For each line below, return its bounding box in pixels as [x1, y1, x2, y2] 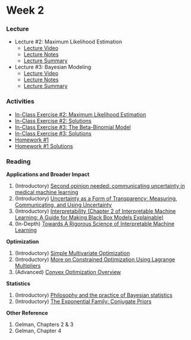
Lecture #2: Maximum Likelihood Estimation [14, 38, 123, 45]
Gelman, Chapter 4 [14, 328, 61, 335]
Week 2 [6, 4, 45, 17]
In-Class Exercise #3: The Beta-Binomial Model [14, 123, 131, 131]
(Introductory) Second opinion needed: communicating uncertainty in [14, 182, 186, 190]
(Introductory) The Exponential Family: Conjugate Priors [14, 298, 152, 305]
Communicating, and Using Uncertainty [14, 202, 112, 209]
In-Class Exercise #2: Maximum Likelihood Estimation [14, 111, 146, 118]
